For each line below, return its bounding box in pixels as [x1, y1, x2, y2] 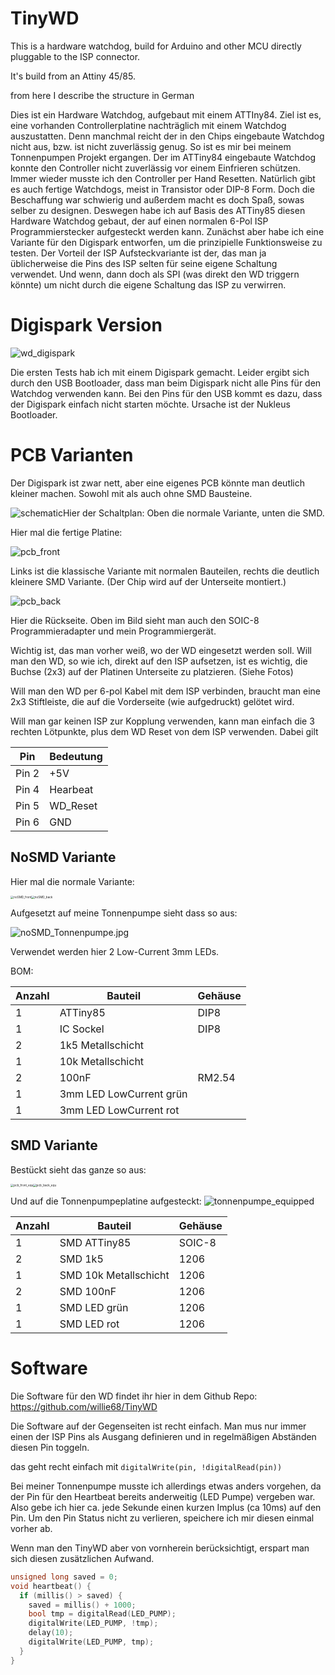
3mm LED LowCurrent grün [59, 1087, 188, 1101]
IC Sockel [59, 1022, 105, 1036]
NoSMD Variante [10, 849, 117, 866]
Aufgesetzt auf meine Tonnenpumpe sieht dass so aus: [10, 907, 238, 919]
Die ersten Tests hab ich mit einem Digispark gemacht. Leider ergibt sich [10, 366, 310, 378]
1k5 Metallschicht [59, 1038, 145, 1052]
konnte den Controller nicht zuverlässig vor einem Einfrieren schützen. [10, 162, 302, 174]
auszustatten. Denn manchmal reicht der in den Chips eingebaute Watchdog [10, 130, 325, 142]
